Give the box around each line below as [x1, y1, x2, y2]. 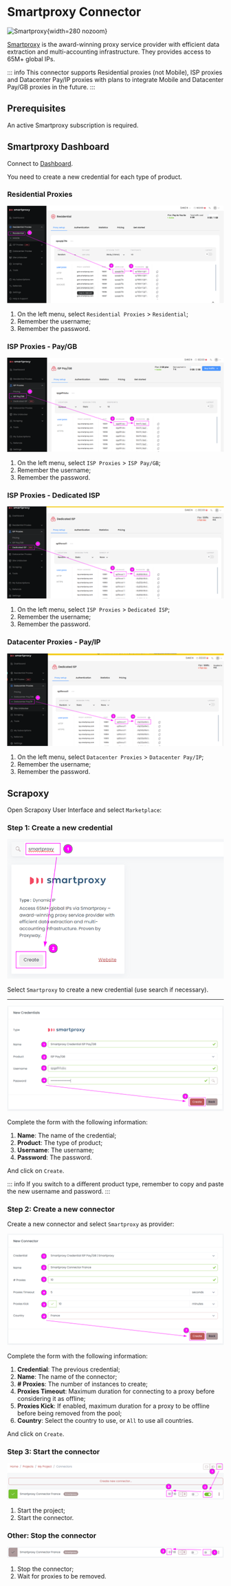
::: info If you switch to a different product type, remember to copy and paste [7, 1179, 224, 1188]
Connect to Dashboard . [7, 159, 74, 167]
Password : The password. [16, 1153, 92, 1161]
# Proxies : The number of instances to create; [16, 1380, 148, 1388]
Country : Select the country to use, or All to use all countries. [16, 1416, 194, 1424]
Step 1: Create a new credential [7, 823, 113, 833]
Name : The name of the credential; [16, 1131, 117, 1139]
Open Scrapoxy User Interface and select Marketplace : [7, 806, 162, 814]
